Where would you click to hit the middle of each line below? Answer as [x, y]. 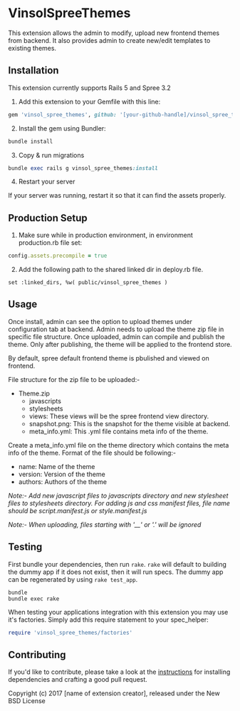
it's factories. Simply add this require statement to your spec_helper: [108, 620]
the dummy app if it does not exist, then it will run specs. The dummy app [116, 572]
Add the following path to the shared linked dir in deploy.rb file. [111, 270]
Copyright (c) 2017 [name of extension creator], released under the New [114, 693]
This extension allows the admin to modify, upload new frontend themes [114, 33]
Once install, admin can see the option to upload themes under [100, 321]
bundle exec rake [34, 599]
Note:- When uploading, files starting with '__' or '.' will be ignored [105, 524]
